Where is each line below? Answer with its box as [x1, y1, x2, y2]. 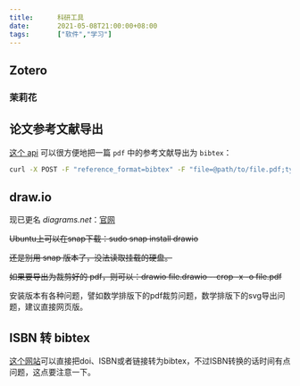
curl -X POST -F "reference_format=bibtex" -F [9, 164, 186, 174]
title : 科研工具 [9, 13, 85, 22]
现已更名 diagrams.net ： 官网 [9, 214, 116, 225]
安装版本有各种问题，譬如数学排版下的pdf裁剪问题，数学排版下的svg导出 [9, 290, 278, 301]
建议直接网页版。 [24, 301, 87, 313]
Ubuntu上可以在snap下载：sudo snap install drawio [9, 233, 199, 244]
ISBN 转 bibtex [9, 330, 91, 345]
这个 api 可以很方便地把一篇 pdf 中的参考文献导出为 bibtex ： [9, 147, 232, 157]
